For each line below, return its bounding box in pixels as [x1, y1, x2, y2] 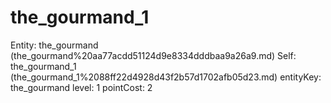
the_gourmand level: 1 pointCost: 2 [10, 81, 153, 93]
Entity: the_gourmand [10, 39, 99, 51]
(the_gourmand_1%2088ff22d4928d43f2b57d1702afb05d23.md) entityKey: [10, 71, 322, 83]
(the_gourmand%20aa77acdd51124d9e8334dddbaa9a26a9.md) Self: [10, 49, 297, 61]
